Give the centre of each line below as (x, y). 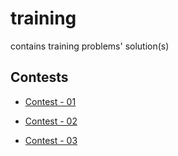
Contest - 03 (51, 140)
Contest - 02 (51, 121)
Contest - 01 (50, 101)
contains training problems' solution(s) (90, 46)
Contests (39, 77)
